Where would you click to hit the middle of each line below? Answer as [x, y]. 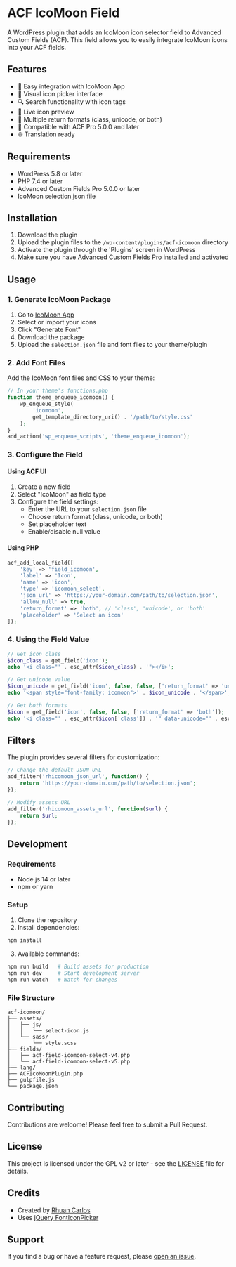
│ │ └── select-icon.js [48, 1031]
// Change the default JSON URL [54, 770]
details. [18, 1171]
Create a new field [44, 487]
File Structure [31, 997]
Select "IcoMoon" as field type [62, 494]
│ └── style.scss [42, 1043]
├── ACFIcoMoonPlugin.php [45, 1074]
